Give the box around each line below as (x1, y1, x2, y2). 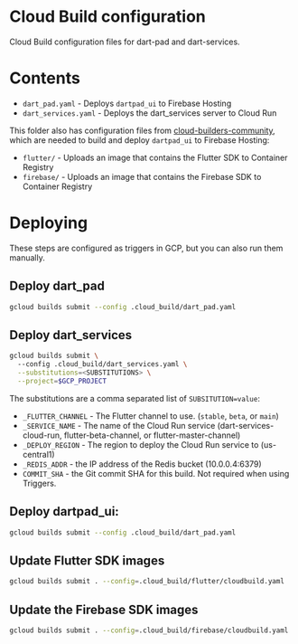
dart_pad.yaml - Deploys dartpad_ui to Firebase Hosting (22, 98, 232, 109)
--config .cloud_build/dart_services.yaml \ (17, 360, 188, 369)
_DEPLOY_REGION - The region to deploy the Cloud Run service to (22, 439, 259, 450)
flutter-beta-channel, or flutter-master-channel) (63, 430, 241, 440)
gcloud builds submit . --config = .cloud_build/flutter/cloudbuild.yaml (9, 577, 284, 586)
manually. (9, 251, 45, 263)
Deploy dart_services (9, 327, 133, 343)
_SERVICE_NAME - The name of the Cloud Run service (22, 420, 216, 431)
